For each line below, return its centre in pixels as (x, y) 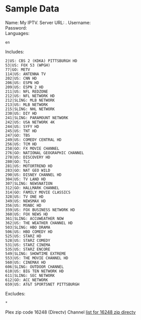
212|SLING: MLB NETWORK (30, 100)
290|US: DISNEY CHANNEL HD (33, 175)
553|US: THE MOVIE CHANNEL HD (37, 258)
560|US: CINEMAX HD (26, 262)
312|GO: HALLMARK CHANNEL (32, 188)
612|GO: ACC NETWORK (27, 280)
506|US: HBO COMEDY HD (29, 232)
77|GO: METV (18, 70)
